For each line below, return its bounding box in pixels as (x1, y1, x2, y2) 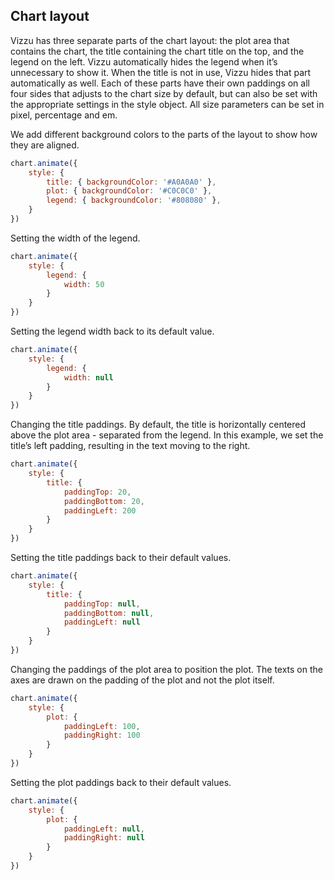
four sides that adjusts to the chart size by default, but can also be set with (10, 87, 318, 99)
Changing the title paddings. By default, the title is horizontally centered (10, 419, 307, 431)
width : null (63, 372, 114, 383)
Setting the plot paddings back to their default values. (10, 776, 232, 788)
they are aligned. (10, 139, 80, 151)
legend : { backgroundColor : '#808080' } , (46, 195, 222, 206)
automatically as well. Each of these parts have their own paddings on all (10, 77, 310, 89)
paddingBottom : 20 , (63, 496, 145, 506)
